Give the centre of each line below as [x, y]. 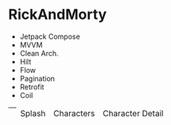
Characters [74, 114]
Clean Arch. [39, 53]
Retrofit [32, 87]
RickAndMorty [58, 15]
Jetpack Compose [50, 36]
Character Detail [133, 114]
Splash [33, 114]
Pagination [37, 78]
